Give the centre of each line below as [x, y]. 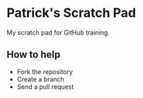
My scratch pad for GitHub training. [58, 32]
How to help [34, 55]
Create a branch [40, 79]
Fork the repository [45, 71]
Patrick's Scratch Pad [71, 13]
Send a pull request [45, 87]
